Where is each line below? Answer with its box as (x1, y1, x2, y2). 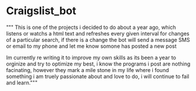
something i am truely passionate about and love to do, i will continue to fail (6, 73, 190, 80)
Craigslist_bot (6, 4, 77, 18)
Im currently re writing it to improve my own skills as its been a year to (6, 54, 177, 61)
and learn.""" (6, 79, 38, 86)
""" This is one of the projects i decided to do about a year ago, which (6, 24, 176, 31)
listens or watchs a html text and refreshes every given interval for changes (6, 30, 190, 37)
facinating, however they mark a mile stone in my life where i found (6, 66, 169, 73)
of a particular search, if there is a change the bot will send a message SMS (6, 36, 190, 43)
